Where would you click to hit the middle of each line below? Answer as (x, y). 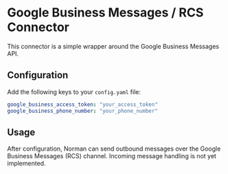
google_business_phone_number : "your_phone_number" (82, 111)
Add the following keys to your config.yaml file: (74, 91)
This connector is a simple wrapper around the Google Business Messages (113, 46)
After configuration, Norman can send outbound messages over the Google (114, 149)
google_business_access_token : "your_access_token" (82, 105)
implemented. (26, 164)
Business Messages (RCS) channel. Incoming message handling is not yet (112, 156)
